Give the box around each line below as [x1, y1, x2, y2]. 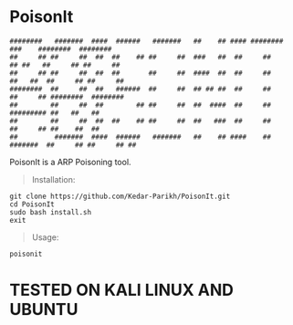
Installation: [31, 173, 76, 184]
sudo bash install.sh [9, 207, 92, 216]
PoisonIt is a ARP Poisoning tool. [9, 156, 131, 167]
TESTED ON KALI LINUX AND [9, 280, 235, 300]
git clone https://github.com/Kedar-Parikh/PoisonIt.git [9, 192, 231, 201]
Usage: [31, 231, 59, 243]
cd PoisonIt [9, 199, 55, 209]
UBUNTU [9, 299, 79, 320]
